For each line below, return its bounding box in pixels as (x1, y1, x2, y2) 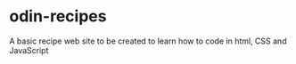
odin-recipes (9, 6, 107, 27)
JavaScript (9, 44, 49, 55)
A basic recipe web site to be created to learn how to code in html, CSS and (9, 36, 287, 46)
